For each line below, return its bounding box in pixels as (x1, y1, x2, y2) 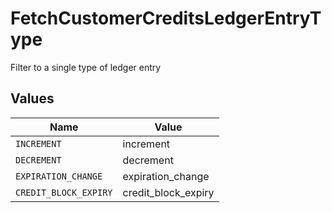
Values (10, 90, 55, 107)
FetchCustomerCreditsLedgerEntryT (10, 7, 322, 30)
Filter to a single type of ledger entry (10, 61, 162, 73)
